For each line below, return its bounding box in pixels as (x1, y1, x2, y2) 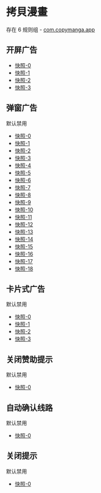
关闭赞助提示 (6, 354, 53, 364)
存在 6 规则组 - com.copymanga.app (6, 26, 96, 33)
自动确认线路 (6, 403, 53, 413)
